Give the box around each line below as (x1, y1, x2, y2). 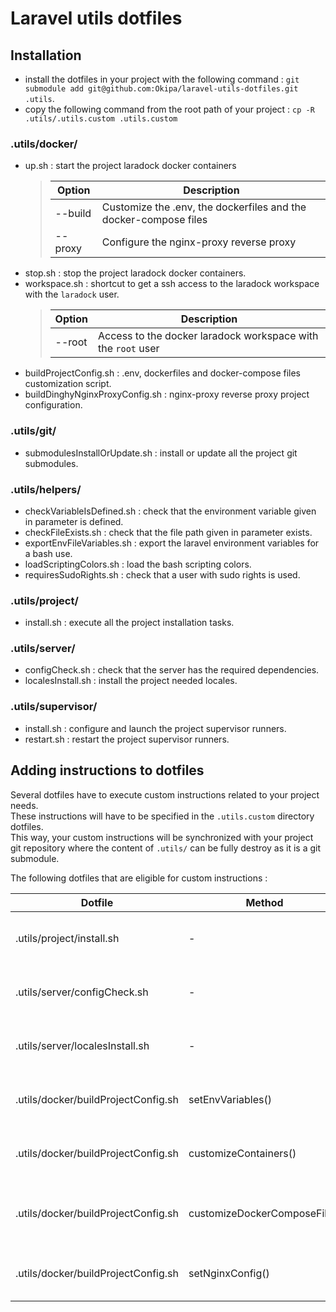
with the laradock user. (24, 288, 120, 301)
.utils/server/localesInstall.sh (15, 1038, 150, 1052)
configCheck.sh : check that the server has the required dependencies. (24, 664, 320, 676)
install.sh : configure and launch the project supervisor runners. (24, 722, 287, 734)
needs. (10, 799, 39, 811)
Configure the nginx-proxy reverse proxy (101, 235, 297, 249)
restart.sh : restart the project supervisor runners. (24, 733, 230, 745)
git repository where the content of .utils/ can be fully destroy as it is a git (10, 842, 322, 854)
